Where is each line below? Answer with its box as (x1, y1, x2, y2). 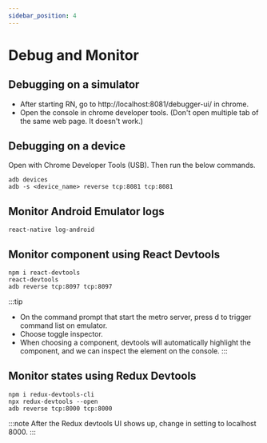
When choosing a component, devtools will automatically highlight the (19, 337, 252, 348)
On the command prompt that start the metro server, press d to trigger (19, 313, 252, 322)
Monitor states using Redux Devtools (8, 369, 197, 383)
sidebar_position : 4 (8, 11, 78, 20)
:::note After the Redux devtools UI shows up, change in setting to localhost (8, 418, 257, 428)
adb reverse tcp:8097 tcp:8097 (8, 283, 113, 291)
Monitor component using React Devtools (8, 247, 221, 261)
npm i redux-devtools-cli (8, 390, 94, 398)
